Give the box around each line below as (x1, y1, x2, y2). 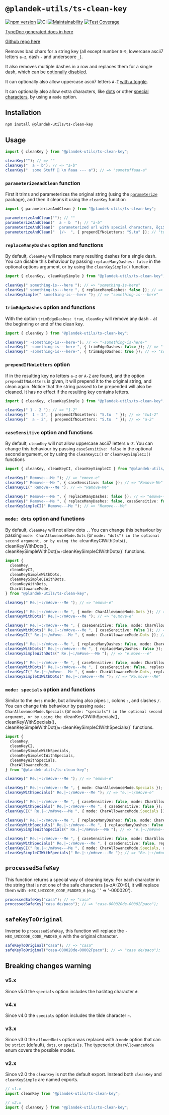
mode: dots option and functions (5, 515, 85, 522)
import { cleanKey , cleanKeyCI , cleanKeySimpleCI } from (5, 467, 127, 472)
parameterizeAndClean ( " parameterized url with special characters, (5, 224, 154, 230)
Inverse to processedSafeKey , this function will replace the (5, 928, 124, 934)
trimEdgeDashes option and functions (5, 304, 96, 311)
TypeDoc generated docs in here (5, 28, 74, 34)
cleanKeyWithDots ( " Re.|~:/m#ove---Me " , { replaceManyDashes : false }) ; (5, 646, 163, 651)
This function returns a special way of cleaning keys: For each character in (5, 876, 160, 882)
